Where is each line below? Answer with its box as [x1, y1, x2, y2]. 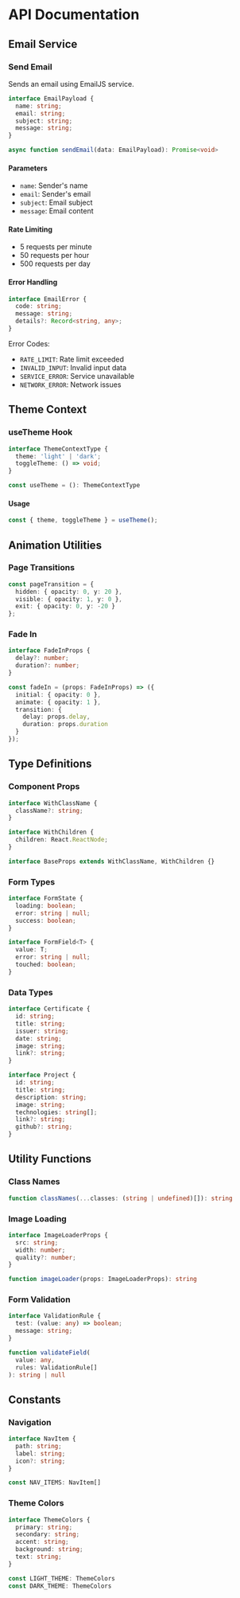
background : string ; [15, 1545, 83, 1553]
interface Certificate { [8, 1005, 91, 1013]
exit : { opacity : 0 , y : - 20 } [15, 603, 115, 611]
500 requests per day [19, 259, 91, 268]
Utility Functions [8, 1152, 92, 1166]
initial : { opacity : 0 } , [15, 690, 102, 698]
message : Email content [19, 206, 94, 216]
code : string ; [15, 303, 62, 311]
